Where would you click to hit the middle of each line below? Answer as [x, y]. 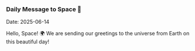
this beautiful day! [28, 42]
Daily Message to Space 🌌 [44, 9]
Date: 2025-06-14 [28, 22]
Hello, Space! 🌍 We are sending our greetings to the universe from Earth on [98, 34]
